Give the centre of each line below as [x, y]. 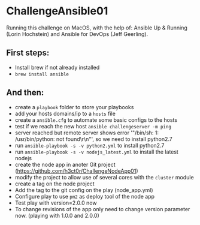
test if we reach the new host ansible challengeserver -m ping [93, 126]
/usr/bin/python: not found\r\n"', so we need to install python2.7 [93, 139]
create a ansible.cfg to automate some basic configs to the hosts [96, 120]
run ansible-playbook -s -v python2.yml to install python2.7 [90, 145]
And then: [25, 93]
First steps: [28, 53]
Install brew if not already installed [57, 67]
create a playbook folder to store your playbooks [74, 107]
